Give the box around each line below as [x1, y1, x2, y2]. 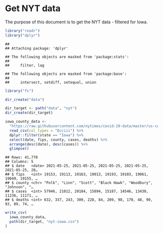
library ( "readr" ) [5, 28, 40, 33]
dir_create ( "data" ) [5, 97, 45, 102]
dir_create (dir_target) [5, 110, 53, 116]
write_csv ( [5, 210, 27, 215]
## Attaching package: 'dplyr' [5, 46, 68, 51]
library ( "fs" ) [5, 88, 34, 93]
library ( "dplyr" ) [5, 33, 40, 38]
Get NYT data [5, 3, 61, 14]
